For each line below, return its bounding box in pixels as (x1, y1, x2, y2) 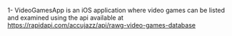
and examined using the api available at (7, 13, 123, 22)
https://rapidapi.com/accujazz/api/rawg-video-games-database (7, 21, 196, 29)
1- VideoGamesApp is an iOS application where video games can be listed (7, 6, 226, 14)
